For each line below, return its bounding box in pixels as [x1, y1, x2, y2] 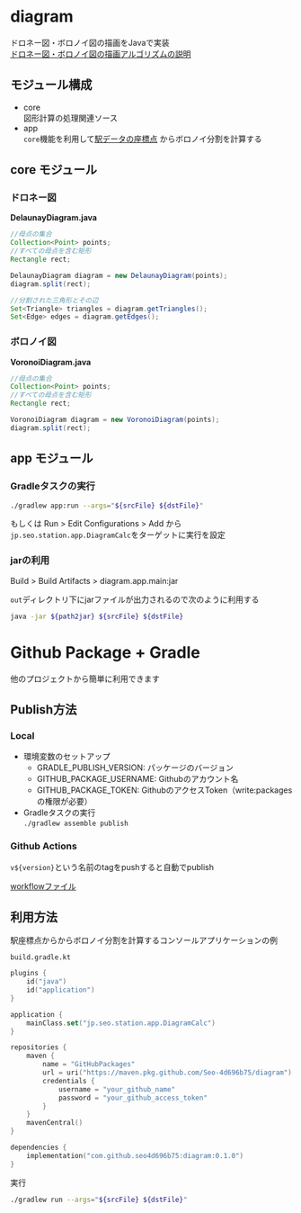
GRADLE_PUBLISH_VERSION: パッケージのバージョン [36, 762, 235, 773]
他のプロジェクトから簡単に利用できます [10, 673, 160, 684]
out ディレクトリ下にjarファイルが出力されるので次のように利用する [10, 594, 260, 605]
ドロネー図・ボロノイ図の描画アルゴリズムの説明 [10, 48, 191, 59]
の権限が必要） [36, 796, 93, 807]
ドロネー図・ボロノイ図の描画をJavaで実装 [10, 37, 170, 48]
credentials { [42, 1076, 95, 1085]
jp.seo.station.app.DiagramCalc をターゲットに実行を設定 [10, 529, 226, 541]
